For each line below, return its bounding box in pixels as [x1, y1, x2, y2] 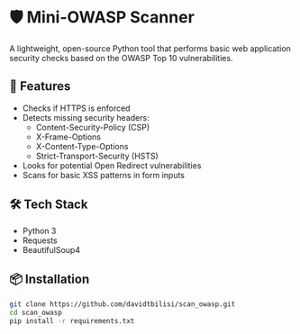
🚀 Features [9, 78, 71, 95]
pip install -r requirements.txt [9, 317, 135, 326]
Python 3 [22, 225, 57, 236]
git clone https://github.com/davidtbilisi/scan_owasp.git [9, 300, 236, 309]
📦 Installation [9, 271, 90, 286]
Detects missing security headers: [22, 112, 150, 122]
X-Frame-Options [35, 131, 102, 142]
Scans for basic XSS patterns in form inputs [22, 169, 185, 180]
